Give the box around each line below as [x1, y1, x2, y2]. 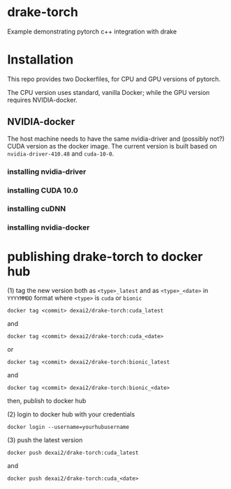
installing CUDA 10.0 [7, 186, 78, 195]
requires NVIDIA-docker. [7, 96, 78, 104]
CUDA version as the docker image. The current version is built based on [7, 142, 218, 150]
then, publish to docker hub [7, 397, 87, 405]
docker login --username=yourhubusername [7, 423, 130, 431]
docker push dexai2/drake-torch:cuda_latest [7, 449, 139, 457]
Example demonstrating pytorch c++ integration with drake [7, 27, 177, 36]
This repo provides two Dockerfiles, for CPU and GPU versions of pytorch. [7, 75, 221, 83]
